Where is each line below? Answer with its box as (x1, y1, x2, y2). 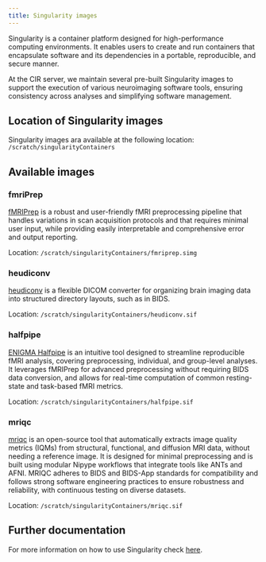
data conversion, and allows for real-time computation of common (8, 373, 225, 382)
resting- (226, 373, 253, 382)
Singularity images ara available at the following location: (8, 135, 195, 145)
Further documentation (8, 524, 126, 537)
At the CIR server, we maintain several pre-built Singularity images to (8, 74, 233, 83)
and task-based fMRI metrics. (26, 381, 123, 390)
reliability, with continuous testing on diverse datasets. (8, 486, 187, 495)
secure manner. (8, 59, 60, 68)
